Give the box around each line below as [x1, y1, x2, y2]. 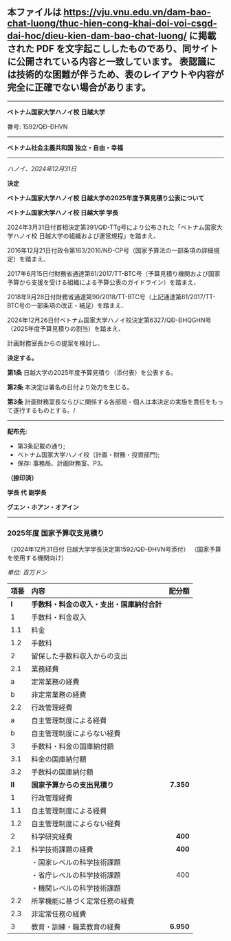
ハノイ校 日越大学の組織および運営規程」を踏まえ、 [12, 231, 159, 239]
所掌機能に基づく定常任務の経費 [31, 896, 135, 906]
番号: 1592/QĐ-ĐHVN [7, 122, 68, 131]
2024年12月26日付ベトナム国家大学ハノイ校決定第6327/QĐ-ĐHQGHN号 [7, 316, 212, 324]
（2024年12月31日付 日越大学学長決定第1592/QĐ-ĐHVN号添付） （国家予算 [7, 545, 221, 554]
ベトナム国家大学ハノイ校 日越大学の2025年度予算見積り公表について [7, 193, 205, 202]
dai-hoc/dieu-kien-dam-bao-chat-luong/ [7, 30, 187, 42]
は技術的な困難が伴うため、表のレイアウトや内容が [7, 69, 224, 80]
